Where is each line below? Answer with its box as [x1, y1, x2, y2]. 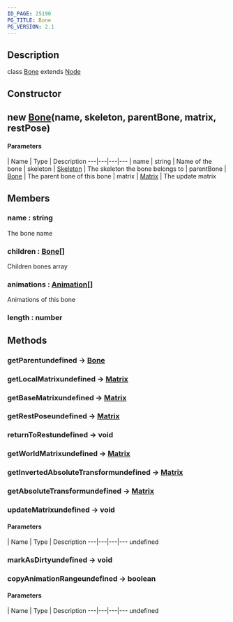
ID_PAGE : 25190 [7, 10, 52, 17]
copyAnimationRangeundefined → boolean [7, 574, 156, 584]
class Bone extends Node [7, 68, 82, 76]
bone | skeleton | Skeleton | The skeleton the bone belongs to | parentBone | [7, 165, 227, 173]
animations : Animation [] [7, 280, 93, 289]
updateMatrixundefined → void [7, 505, 115, 515]
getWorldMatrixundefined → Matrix [7, 449, 130, 459]
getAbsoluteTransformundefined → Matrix [7, 486, 155, 496]
